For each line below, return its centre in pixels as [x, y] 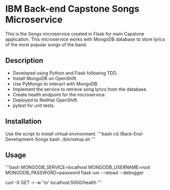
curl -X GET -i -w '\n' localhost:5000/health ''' [53, 183]
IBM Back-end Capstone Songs [72, 9]
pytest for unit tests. [34, 105]
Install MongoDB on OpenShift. [45, 78]
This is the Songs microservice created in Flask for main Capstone [75, 34]
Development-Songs [27, 139]
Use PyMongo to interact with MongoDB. [55, 84]
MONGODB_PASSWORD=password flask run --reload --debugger [75, 173]
